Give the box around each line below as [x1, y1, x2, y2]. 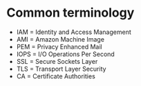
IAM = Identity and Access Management [16, 28, 132, 36]
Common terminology [6, 5, 135, 21]
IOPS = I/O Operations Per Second [16, 50, 115, 58]
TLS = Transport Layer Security [16, 64, 106, 73]
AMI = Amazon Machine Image [16, 35, 105, 43]
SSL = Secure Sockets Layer [16, 57, 98, 65]
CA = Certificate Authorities [16, 71, 96, 80]
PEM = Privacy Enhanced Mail [16, 42, 102, 51]
